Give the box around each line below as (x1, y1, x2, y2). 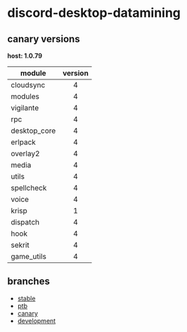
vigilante (11, 103, 39, 113)
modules (11, 91, 40, 101)
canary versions (7, 33, 80, 45)
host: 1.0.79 (7, 51, 43, 60)
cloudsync (11, 80, 46, 89)
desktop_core (11, 126, 56, 135)
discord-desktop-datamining (7, 5, 181, 21)
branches (7, 276, 51, 288)
